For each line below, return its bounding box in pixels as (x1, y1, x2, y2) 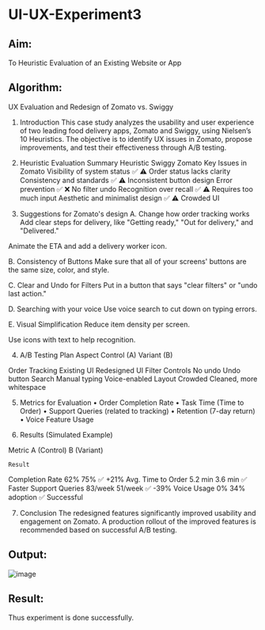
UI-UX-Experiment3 (8, 6, 142, 24)
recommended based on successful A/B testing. (19, 525, 178, 534)
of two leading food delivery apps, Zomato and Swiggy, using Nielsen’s (19, 125, 252, 136)
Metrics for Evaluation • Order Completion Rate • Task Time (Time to (19, 398, 244, 407)
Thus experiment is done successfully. (8, 613, 134, 623)
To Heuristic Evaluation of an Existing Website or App (8, 58, 182, 67)
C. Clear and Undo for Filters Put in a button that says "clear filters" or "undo (8, 280, 258, 290)
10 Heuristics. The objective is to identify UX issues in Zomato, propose (19, 134, 253, 143)
